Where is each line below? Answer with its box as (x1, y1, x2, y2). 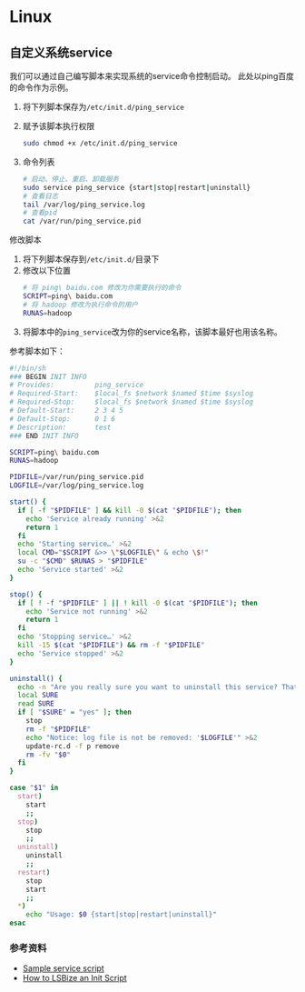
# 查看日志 (22, 191, 59, 201)
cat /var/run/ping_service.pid (22, 216, 142, 226)
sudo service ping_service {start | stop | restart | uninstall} (22, 183, 251, 192)
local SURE (17, 691, 59, 700)
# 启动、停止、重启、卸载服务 (22, 175, 120, 184)
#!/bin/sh (9, 364, 47, 373)
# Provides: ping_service (9, 380, 144, 390)
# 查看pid (22, 208, 57, 217)
